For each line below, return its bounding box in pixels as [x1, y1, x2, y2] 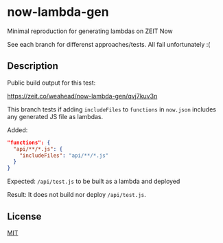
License [7, 211, 42, 222]
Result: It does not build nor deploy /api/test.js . [7, 191, 146, 199]
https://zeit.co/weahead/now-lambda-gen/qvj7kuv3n [7, 92, 158, 100]
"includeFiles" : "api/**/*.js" [19, 152, 109, 159]
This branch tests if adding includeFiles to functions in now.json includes [7, 105, 216, 114]
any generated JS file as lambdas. [7, 112, 104, 120]
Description [7, 60, 58, 72]
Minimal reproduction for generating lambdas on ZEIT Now [7, 27, 173, 35]
